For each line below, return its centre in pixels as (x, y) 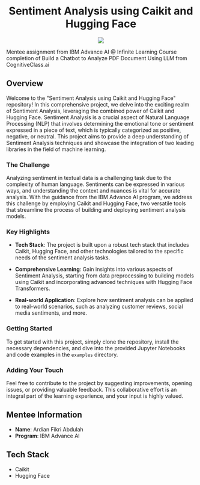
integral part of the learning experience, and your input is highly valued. (95, 396)
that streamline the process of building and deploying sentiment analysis (96, 210)
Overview (25, 83)
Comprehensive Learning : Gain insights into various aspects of (94, 270)
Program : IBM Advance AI (47, 436)
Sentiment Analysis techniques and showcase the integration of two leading (100, 143)
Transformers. (32, 289)
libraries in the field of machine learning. (56, 149)
